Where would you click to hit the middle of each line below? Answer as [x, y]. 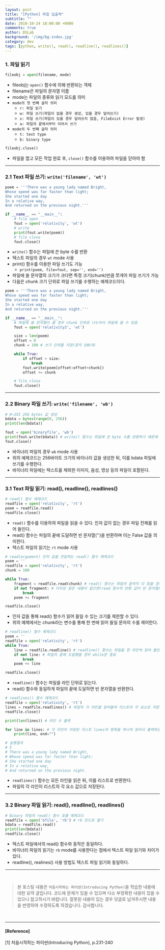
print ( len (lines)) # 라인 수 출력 [38, 720]
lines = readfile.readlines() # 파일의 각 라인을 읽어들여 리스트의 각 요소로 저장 [82, 707]
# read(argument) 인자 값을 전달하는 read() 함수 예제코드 [59, 557]
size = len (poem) [32, 336]
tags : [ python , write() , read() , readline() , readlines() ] [67, 46]
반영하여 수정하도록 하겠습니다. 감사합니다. [63, 905]
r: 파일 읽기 [31, 108]
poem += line [27, 664]
